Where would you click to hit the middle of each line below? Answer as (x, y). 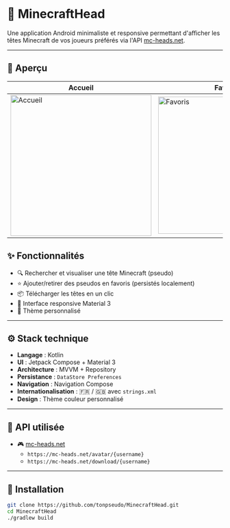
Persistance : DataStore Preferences (69, 377)
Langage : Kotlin (40, 355)
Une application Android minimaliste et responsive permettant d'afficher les (114, 33)
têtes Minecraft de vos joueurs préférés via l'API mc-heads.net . (96, 40)
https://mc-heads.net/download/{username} (89, 462)
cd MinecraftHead (32, 511)
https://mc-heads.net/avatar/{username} (86, 455)
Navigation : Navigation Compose (65, 384)
